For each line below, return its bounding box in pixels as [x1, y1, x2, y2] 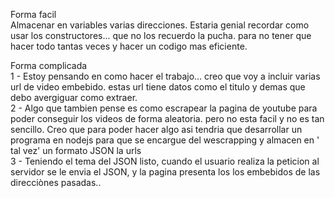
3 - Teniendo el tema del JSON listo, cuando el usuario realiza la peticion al [10, 155, 320, 167]
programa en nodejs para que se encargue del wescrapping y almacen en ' [10, 134, 320, 146]
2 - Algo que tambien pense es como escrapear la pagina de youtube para [10, 102, 318, 114]
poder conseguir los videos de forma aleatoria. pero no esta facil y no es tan [10, 113, 325, 124]
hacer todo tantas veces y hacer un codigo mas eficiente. [10, 40, 248, 52]
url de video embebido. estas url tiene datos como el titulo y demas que [10, 81, 306, 93]
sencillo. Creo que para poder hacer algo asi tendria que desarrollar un [10, 124, 303, 135]
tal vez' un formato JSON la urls [10, 145, 142, 156]
